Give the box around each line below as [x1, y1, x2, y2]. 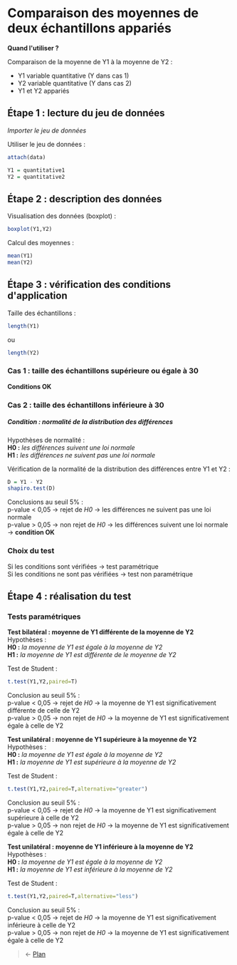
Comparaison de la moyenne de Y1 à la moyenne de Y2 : [7, 57, 173, 66]
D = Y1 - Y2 [7, 478, 43, 485]
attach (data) [7, 153, 46, 161]
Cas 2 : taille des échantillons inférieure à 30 [7, 400, 164, 410]
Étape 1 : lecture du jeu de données [7, 107, 165, 119]
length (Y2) [7, 349, 40, 356]
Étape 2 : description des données [7, 192, 162, 205]
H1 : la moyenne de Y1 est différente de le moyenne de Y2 [7, 651, 177, 659]
